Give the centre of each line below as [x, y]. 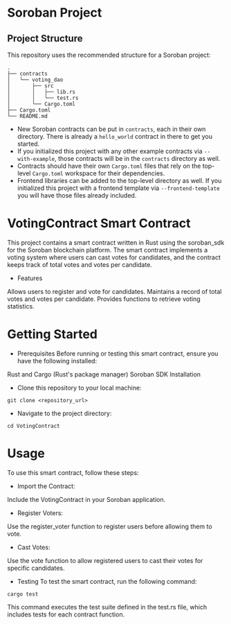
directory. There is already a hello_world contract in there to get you [115, 136]
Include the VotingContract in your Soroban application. [86, 499]
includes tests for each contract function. [66, 614]
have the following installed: [57, 361]
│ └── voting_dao [35, 80]
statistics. [21, 306]
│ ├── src [30, 86]
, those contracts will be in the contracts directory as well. [137, 158]
